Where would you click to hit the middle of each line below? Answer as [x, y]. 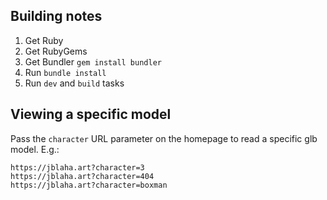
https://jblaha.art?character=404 [82, 176]
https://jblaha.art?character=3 [77, 167]
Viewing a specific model [91, 114]
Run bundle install [65, 72]
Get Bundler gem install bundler [93, 61]
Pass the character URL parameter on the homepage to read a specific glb [164, 138]
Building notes [56, 16]
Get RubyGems [56, 51]
